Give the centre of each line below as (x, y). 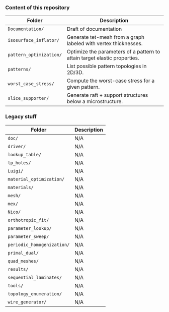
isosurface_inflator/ (33, 40)
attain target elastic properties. (103, 58)
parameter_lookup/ (30, 228)
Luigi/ (16, 171)
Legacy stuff (21, 116)
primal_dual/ (23, 253)
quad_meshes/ (23, 261)
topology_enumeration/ (35, 294)
